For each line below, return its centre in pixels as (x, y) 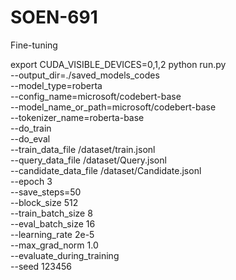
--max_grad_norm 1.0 (54, 245)
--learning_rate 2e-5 (52, 234)
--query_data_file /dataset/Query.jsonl (88, 160)
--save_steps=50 (46, 192)
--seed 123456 (41, 266)
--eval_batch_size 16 (53, 223)
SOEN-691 (54, 17)
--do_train (31, 128)
